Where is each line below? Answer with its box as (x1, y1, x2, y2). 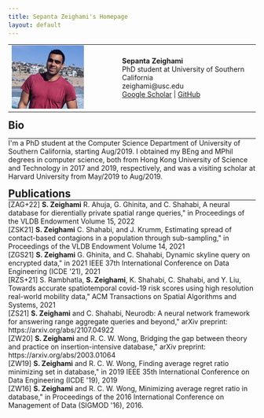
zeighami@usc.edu (121, 81, 185, 91)
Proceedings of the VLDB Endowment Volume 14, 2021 (8, 242, 185, 251)
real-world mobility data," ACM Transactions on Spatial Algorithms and (8, 292, 237, 301)
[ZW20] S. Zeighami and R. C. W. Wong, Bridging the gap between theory (8, 334, 247, 343)
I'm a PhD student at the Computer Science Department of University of (8, 139, 241, 148)
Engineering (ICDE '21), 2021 (8, 267, 101, 276)
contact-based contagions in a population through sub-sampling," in (8, 233, 229, 243)
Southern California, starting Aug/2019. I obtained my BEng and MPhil (8, 146, 233, 157)
